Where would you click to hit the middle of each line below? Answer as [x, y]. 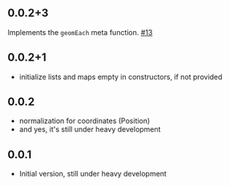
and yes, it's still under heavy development [90, 129]
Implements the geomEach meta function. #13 [80, 32]
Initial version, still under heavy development [93, 174]
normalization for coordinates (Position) [85, 121]
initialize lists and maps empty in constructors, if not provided [121, 77]
